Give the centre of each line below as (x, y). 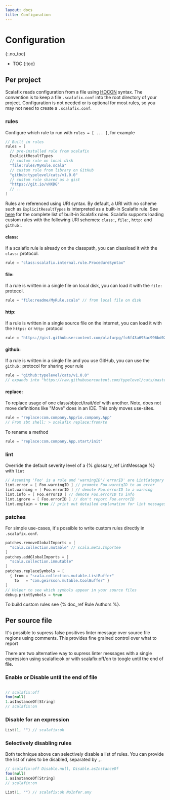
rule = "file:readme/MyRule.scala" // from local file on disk (73, 301)
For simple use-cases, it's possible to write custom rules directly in (75, 528)
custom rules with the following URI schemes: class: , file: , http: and (79, 220)
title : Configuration (28, 15)
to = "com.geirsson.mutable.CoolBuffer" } (62, 580)
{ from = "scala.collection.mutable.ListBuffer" (62, 576)
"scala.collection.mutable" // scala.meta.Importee (66, 547)
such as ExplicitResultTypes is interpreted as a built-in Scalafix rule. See (82, 209)
